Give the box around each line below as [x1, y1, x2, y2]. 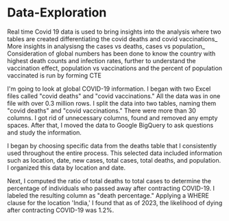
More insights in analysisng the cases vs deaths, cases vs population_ [7, 42, 206, 50]
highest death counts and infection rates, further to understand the [7, 56, 196, 65]
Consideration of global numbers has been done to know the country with [7, 49, 216, 58]
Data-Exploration [7, 5, 107, 21]
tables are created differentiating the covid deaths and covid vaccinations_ [7, 34, 218, 43]
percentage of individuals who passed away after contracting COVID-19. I [7, 184, 215, 192]
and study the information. [7, 128, 82, 137]
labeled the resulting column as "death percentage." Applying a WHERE [7, 191, 209, 200]
